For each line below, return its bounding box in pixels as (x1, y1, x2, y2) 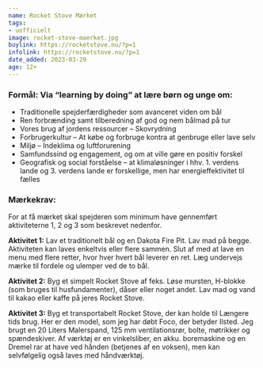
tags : (8, 19, 26, 27)
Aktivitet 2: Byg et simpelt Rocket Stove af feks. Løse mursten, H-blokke (8, 276, 246, 286)
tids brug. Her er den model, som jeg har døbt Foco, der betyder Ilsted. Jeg (8, 317, 253, 327)
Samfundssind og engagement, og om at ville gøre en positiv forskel (19, 150, 243, 159)
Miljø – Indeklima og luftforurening (19, 141, 131, 150)
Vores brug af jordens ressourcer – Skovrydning (19, 124, 177, 134)
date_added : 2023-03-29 (8, 56, 87, 64)
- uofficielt (8, 26, 51, 34)
